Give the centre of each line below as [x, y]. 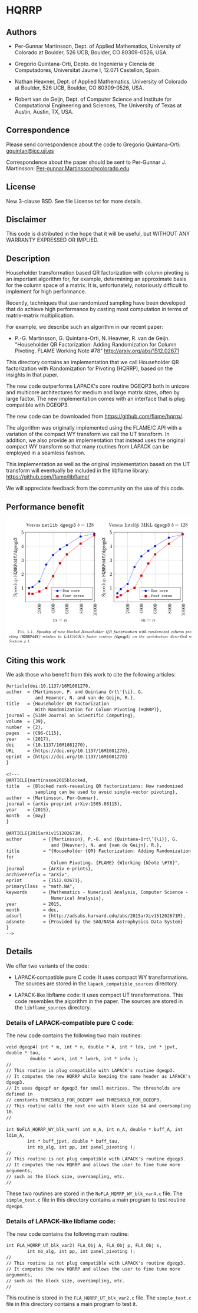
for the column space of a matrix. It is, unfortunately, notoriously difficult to [97, 285]
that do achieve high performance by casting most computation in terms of [97, 309]
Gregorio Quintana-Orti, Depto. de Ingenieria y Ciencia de [85, 64]
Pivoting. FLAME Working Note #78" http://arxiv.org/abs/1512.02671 [97, 351]
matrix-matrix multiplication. [40, 315]
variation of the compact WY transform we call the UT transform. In [88, 434]
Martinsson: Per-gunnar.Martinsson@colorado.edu [68, 168]
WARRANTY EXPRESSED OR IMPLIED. [52, 240]
